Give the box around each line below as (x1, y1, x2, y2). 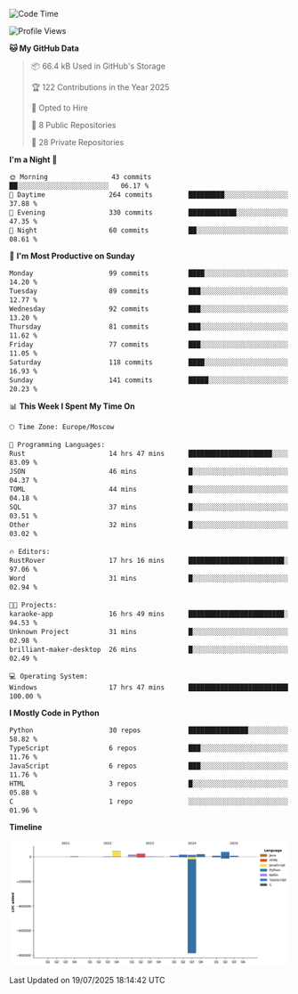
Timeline (9, 822, 43, 832)
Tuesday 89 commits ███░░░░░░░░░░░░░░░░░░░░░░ (9, 287, 289, 296)
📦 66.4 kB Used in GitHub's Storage (30, 61, 166, 71)
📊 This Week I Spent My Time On (9, 401, 135, 411)
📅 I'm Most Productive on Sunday (9, 250, 135, 261)
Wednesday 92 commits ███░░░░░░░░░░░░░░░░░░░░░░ (9, 305, 289, 314)
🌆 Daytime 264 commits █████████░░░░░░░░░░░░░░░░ (9, 191, 289, 200)
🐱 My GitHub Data (9, 43, 80, 53)
